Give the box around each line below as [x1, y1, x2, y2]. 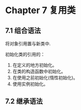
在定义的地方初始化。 [12, 62, 57, 68]
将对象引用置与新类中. [5, 41, 51, 46]
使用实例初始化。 [12, 81, 48, 87]
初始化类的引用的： [5, 51, 45, 57]
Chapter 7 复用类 [5, 5, 76, 16]
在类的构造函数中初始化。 [12, 69, 66, 74]
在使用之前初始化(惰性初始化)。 [12, 75, 78, 81]
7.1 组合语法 [5, 26, 41, 35]
